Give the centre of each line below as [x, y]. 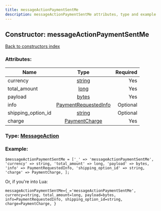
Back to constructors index [33, 46]
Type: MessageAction [32, 136]
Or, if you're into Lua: [27, 181]
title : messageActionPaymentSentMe [42, 10]
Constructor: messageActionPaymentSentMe [77, 35]
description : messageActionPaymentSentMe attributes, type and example [80, 14]
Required [127, 72]
